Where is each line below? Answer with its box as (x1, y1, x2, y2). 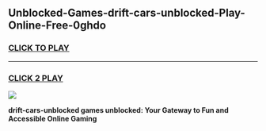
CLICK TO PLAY (8, 43, 70, 54)
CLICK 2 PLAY (8, 72, 63, 83)
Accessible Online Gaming (8, 114, 97, 123)
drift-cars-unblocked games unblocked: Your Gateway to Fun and (8, 105, 230, 114)
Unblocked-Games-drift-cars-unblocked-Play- (8, 6, 245, 20)
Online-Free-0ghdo (8, 19, 107, 33)
